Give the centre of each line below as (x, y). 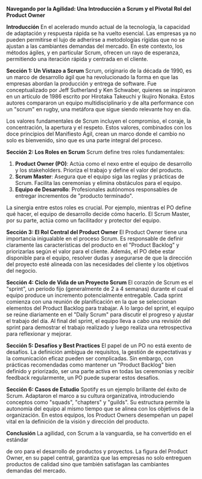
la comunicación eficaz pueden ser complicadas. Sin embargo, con (90, 358)
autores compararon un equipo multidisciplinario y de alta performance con (100, 103)
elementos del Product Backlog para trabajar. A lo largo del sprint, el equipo (100, 308)
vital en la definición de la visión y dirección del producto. (78, 422)
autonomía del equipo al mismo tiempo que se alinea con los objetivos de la (100, 409)
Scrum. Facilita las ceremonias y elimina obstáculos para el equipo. (98, 183)
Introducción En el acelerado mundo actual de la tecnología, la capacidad (98, 27)
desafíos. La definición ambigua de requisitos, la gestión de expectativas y (99, 352)
